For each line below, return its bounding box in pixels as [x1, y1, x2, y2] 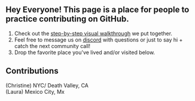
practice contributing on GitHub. [5, 14, 129, 24]
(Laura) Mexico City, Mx [5, 88, 65, 95]
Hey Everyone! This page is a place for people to [5, 5, 190, 15]
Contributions [5, 66, 59, 76]
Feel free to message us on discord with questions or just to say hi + [14, 36, 183, 43]
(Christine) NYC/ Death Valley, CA [5, 81, 89, 89]
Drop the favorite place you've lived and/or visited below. [14, 49, 156, 56]
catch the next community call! [14, 42, 91, 49]
